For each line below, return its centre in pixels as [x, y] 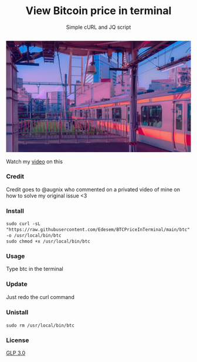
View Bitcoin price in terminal [98, 11]
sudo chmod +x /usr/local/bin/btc [48, 242]
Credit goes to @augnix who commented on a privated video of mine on [93, 189]
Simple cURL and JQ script [98, 27]
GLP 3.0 [16, 353]
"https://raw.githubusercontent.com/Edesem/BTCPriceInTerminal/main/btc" [98, 230]
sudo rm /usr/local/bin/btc [40, 326]
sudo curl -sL [23, 224]
